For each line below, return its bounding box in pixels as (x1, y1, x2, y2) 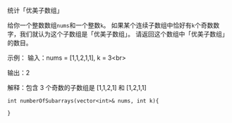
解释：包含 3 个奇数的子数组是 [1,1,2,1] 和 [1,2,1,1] (7, 84, 147, 91)
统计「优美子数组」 (7, 6, 63, 14)
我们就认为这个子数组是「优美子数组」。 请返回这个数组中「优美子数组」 (19, 30, 228, 38)
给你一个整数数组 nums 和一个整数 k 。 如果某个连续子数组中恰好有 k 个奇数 (7, 21, 214, 30)
